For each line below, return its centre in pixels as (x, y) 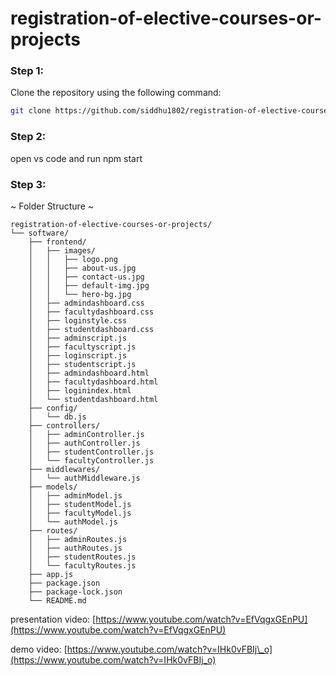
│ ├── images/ (62, 250)
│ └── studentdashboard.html (93, 399)
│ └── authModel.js (73, 522)
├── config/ (53, 408)
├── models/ (53, 487)
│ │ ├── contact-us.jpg (86, 277)
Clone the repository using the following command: (116, 93)
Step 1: (27, 71)
